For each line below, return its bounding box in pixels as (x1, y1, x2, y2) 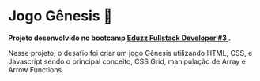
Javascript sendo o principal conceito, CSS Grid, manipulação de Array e (8, 57, 247, 66)
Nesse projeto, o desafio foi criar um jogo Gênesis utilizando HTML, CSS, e (8, 48, 253, 57)
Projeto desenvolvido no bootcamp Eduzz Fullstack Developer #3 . (8, 33, 232, 42)
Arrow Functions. (8, 64, 65, 74)
